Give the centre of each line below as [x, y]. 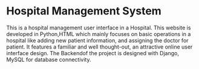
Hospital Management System [84, 11]
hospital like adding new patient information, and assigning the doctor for [97, 40]
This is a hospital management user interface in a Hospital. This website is [99, 28]
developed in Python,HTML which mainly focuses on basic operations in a [99, 34]
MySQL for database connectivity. [49, 59]
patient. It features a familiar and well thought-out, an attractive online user [99, 47]
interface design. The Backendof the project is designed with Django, [93, 53]
